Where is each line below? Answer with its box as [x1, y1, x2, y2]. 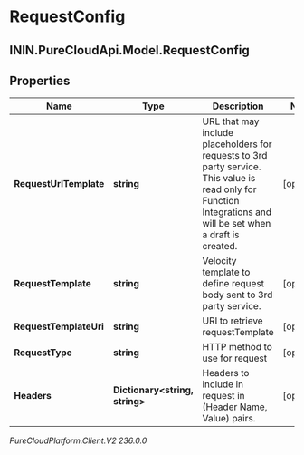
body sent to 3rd [202, 288, 273, 301]
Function [202, 195, 240, 208]
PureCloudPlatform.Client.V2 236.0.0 [9, 435, 147, 446]
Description [212, 100, 264, 112]
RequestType [14, 346, 72, 359]
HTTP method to [202, 341, 273, 353]
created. [202, 240, 238, 253]
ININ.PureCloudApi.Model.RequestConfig [9, 43, 251, 58]
